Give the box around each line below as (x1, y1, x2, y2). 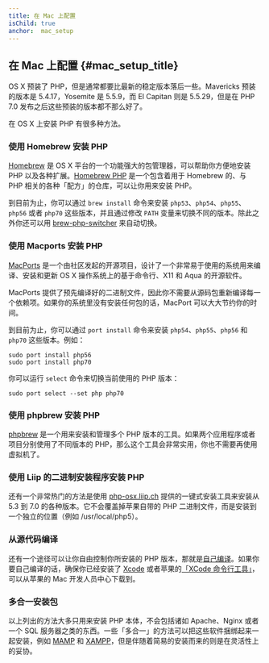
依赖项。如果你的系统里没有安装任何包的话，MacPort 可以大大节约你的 (14, 298, 250, 307)
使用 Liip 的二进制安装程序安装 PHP (8, 472, 145, 482)
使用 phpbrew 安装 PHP (8, 409, 101, 420)
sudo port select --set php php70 (8, 389, 125, 398)
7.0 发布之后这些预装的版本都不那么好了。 (8, 102, 147, 111)
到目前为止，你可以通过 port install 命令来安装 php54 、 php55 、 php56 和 (8, 324, 248, 335)
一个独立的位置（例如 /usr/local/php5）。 (8, 511, 143, 521)
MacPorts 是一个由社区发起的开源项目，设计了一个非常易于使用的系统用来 (8, 260, 255, 270)
